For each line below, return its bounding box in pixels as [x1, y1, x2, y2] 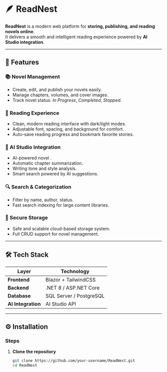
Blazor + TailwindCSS [45, 276, 96, 283]
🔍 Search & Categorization [5, 184, 72, 191]
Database [7, 292, 31, 299]
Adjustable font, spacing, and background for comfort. [12, 126, 124, 132]
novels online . [5, 28, 35, 34]
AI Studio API [45, 300, 76, 307]
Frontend [7, 276, 30, 283]
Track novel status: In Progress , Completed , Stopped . [12, 97, 122, 103]
